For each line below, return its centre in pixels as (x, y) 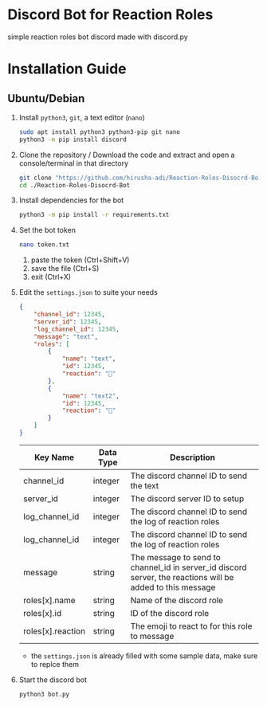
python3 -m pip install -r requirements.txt (94, 215)
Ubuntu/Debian (46, 98)
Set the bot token (47, 230)
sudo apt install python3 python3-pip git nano (99, 132)
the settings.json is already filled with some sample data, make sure (144, 656)
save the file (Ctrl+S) (65, 269)
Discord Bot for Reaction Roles (110, 15)
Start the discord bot (53, 680)
